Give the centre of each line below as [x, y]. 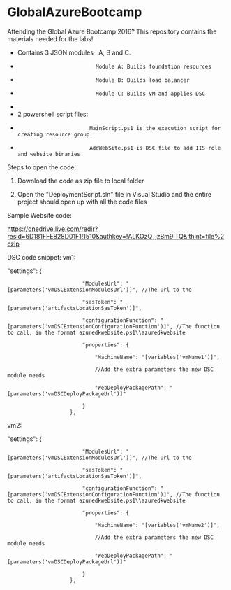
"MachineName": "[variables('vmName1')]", [157, 357]
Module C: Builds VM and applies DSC [150, 94]
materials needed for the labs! [50, 38]
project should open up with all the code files [82, 202]
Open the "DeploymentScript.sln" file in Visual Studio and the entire [114, 194]
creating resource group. [55, 134]
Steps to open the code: [42, 167]
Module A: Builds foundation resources [153, 66]
